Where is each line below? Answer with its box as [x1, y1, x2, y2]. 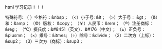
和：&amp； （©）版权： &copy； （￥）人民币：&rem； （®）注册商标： [5, 21, 154, 26]
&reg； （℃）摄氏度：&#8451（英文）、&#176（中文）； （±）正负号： [5, 26, 146, 32]
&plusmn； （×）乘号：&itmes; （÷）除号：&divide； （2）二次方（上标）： [5, 33, 156, 38]
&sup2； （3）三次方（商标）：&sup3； [5, 38, 84, 44]
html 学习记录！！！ [5, 4, 45, 10]
